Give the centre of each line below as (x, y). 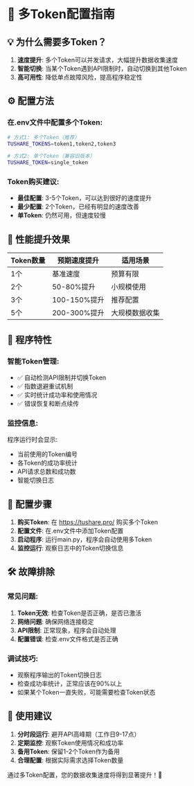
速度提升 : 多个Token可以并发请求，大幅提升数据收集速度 (97, 60)
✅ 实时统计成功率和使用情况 (57, 395)
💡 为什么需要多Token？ (57, 42)
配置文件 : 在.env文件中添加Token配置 (70, 531)
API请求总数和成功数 (46, 472)
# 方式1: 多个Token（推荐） (43, 137)
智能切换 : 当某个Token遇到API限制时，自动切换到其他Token (102, 69)
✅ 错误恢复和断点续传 (48, 403)
